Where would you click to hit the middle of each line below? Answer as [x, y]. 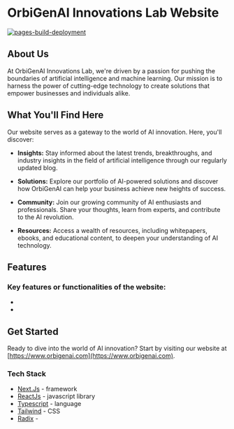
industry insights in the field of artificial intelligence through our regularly [122, 160]
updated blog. [37, 167]
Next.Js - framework [47, 389]
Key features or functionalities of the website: [87, 287]
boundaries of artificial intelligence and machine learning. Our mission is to [115, 78]
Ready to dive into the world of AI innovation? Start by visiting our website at [117, 348]
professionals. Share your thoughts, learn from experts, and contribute [119, 209]
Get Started [33, 332]
